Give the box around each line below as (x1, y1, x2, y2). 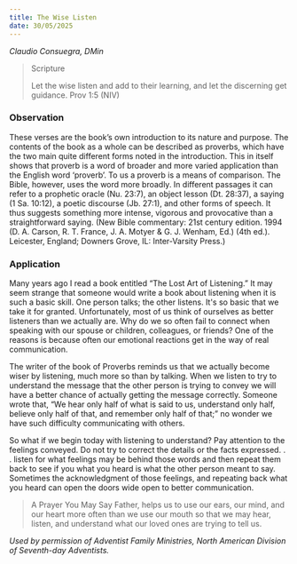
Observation (9, 112, 65, 124)
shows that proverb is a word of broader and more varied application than (9, 160, 279, 171)
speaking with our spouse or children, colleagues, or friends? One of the (9, 325, 274, 336)
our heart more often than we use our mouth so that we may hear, (30, 509, 272, 520)
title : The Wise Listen (9, 12, 98, 22)
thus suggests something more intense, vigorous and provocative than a (9, 207, 273, 218)
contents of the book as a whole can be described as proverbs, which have (9, 141, 285, 152)
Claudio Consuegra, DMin (9, 45, 105, 56)
